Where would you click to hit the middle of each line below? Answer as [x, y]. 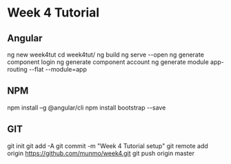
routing [17, 69]
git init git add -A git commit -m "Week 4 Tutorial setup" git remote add [108, 145]
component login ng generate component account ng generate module [108, 62]
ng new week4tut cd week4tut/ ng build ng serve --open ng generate [106, 54]
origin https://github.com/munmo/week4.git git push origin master [101, 153]
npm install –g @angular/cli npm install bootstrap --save [87, 107]
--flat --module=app [58, 69]
